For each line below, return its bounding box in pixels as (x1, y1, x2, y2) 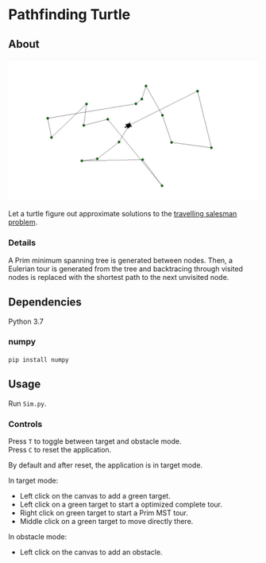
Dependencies (8, 296, 82, 309)
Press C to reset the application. (8, 445, 112, 454)
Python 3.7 (8, 316, 44, 326)
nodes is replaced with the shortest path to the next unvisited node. (8, 272, 229, 281)
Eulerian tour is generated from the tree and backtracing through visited (8, 264, 244, 274)
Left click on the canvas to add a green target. (19, 491, 171, 500)
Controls (8, 418, 43, 429)
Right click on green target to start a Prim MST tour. (19, 507, 189, 518)
